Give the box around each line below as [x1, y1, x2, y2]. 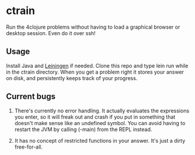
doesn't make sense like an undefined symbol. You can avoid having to [14, 119, 186, 126]
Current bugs [6, 92, 55, 102]
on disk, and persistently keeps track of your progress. [6, 74, 138, 81]
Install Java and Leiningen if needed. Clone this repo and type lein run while [6, 62, 189, 69]
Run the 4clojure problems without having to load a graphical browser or [6, 23, 180, 30]
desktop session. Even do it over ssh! [6, 29, 96, 36]
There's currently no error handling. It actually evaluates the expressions [14, 107, 190, 114]
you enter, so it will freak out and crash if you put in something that [14, 113, 176, 120]
